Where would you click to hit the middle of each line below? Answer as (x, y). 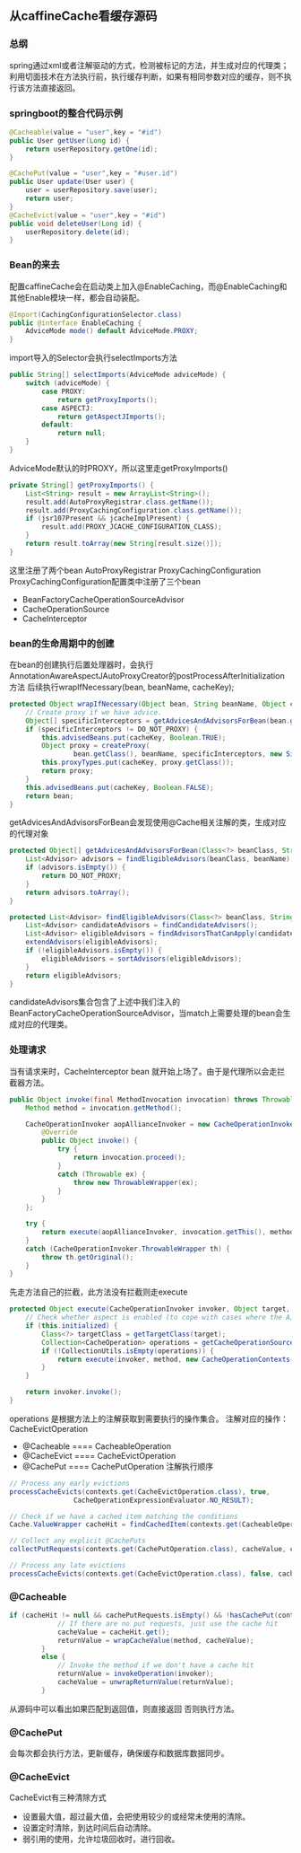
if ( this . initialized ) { (72, 1326)
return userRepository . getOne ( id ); (92, 149)
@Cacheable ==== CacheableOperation (97, 1446)
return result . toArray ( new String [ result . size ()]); (124, 544)
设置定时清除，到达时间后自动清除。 (89, 1828)
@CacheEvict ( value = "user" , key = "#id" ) (88, 215)
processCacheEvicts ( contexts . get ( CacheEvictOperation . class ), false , (142, 1574)
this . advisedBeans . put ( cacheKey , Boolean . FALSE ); (120, 787)
